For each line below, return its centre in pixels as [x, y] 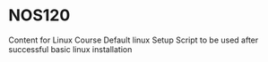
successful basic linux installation [70, 49]
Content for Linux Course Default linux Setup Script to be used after [134, 40]
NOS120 [39, 15]
